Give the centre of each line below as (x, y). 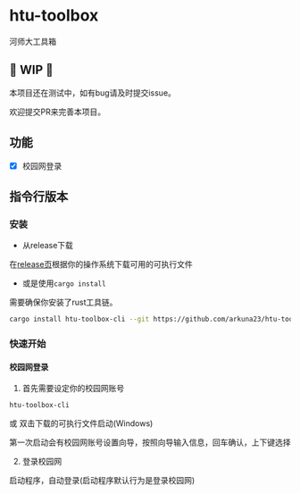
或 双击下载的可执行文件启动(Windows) (81, 423)
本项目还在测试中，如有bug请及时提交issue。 (93, 92)
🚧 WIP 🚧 (31, 70)
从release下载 (48, 246)
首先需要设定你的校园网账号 (73, 389)
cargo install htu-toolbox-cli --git (79, 319)
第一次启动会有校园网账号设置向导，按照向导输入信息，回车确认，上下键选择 (150, 442)
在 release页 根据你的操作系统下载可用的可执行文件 (101, 264)
